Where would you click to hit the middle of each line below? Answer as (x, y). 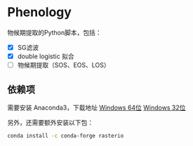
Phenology (40, 12)
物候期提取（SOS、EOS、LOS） (64, 65)
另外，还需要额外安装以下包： (50, 122)
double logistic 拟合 (46, 56)
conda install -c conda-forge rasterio (66, 135)
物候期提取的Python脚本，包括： (54, 32)
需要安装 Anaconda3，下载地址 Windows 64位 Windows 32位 (96, 107)
